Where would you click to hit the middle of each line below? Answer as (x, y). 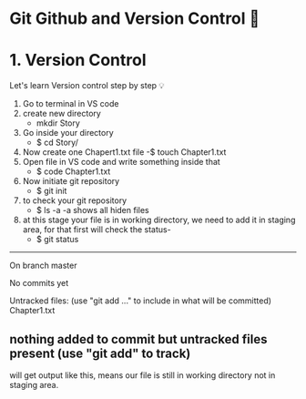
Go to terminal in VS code (71, 104)
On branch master (43, 266)
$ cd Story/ (57, 143)
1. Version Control (78, 61)
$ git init (51, 191)
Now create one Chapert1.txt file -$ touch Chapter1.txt (124, 152)
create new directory (62, 114)
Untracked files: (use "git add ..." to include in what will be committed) (140, 301)
